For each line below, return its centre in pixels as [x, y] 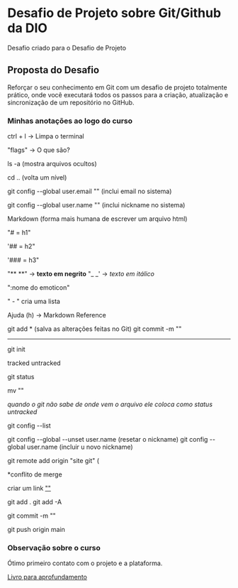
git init [17, 349]
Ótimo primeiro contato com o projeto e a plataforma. [85, 563]
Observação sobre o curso [54, 548]
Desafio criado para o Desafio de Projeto [67, 48]
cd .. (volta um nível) [37, 178]
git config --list [29, 426]
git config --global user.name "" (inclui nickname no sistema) [96, 205]
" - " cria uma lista [34, 301]
